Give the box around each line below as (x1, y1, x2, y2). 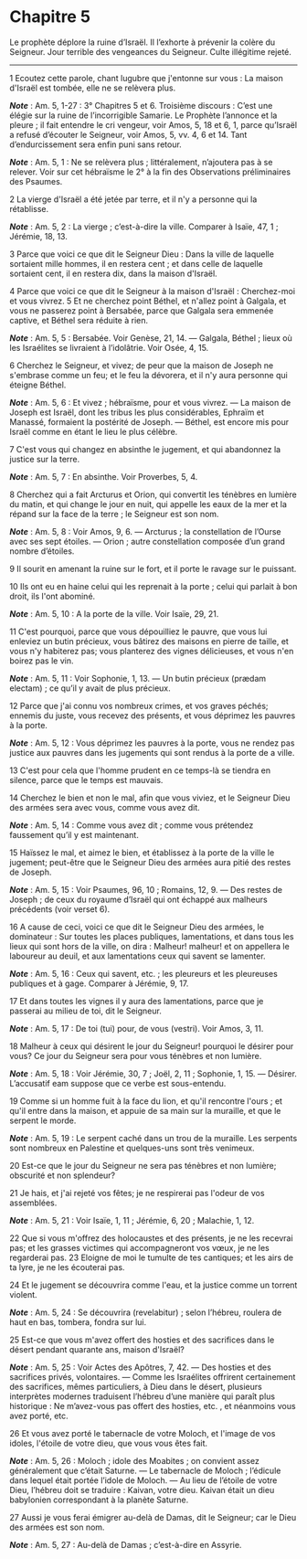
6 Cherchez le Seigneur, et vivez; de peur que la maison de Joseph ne (9, 359, 274, 371)
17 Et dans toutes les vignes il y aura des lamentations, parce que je (9, 995, 264, 1006)
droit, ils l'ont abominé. (9, 590, 96, 601)
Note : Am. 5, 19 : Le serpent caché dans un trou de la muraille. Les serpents (9, 1132, 298, 1143)
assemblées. (9, 1197, 58, 1208)
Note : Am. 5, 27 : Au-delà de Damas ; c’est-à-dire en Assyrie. (9, 1539, 242, 1550)
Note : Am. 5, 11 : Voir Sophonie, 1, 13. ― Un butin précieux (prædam (9, 673, 267, 684)
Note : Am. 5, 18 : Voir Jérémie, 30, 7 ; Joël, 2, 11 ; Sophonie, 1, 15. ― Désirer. (9, 1067, 297, 1079)
